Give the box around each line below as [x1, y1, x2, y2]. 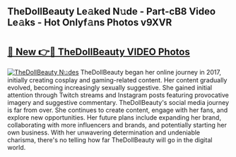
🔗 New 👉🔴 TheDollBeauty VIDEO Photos [7, 46, 191, 58]
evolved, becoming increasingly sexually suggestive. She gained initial [7, 84, 213, 92]
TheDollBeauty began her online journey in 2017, [80, 68, 221, 76]
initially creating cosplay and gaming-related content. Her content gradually [7, 76, 228, 84]
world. [7, 144, 26, 151]
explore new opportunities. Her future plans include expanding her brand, [7, 113, 221, 122]
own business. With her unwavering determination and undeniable [7, 128, 201, 137]
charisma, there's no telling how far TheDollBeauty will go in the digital [7, 136, 213, 144]
